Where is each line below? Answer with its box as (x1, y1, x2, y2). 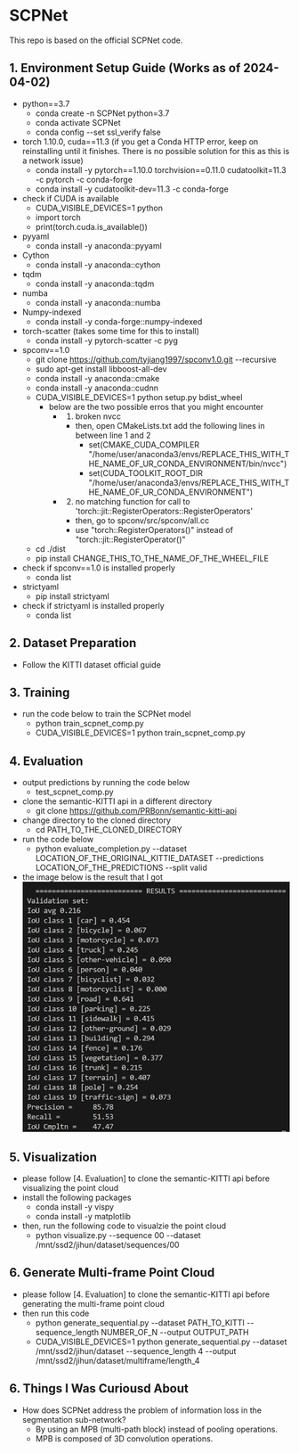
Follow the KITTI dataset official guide (21, 659, 162, 669)
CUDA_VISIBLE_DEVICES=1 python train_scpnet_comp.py (35, 727, 246, 738)
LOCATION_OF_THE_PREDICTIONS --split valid (35, 862, 207, 874)
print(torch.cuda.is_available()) (35, 221, 149, 232)
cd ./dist (35, 543, 67, 554)
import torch (35, 211, 82, 223)
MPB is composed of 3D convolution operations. (35, 1432, 214, 1444)
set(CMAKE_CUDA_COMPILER (88, 439, 200, 450)
